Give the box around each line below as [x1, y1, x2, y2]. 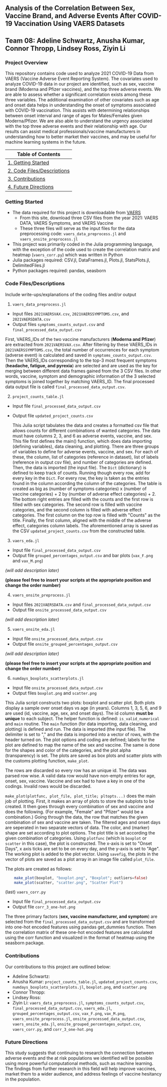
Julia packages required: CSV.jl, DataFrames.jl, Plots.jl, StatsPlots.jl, [12, 257, 151, 263]
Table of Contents [17, 151, 61, 158]
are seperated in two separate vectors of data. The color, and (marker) [5, 825, 150, 831]
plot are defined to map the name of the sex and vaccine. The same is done [5, 742, 160, 748]
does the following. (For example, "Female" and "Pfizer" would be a [5, 809, 144, 815]
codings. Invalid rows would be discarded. [5, 783, 92, 789]
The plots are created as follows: [5, 866, 73, 872]
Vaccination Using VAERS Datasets [13, 19, 125, 28]
